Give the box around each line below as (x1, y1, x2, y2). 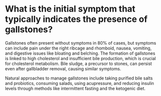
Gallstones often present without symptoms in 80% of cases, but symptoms (5, 40, 156, 46)
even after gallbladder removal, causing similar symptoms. (5, 65, 121, 71)
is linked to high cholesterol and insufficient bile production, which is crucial (5, 55, 156, 61)
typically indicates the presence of (5, 14, 148, 25)
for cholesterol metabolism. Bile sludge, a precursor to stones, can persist (5, 61, 152, 66)
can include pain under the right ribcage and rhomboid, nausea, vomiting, (5, 45, 152, 51)
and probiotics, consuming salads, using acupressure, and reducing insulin (5, 80, 154, 86)
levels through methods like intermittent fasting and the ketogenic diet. (5, 85, 146, 91)
